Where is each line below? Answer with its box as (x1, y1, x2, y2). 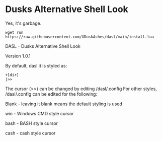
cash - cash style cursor (5, 130, 56, 136)
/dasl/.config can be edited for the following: (5, 91, 97, 97)
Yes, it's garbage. (5, 20, 42, 26)
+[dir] (5, 72, 19, 78)
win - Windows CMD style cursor (5, 110, 74, 116)
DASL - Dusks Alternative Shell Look (5, 43, 80, 49)
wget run (5, 30, 24, 35)
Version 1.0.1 (5, 53, 31, 59)
